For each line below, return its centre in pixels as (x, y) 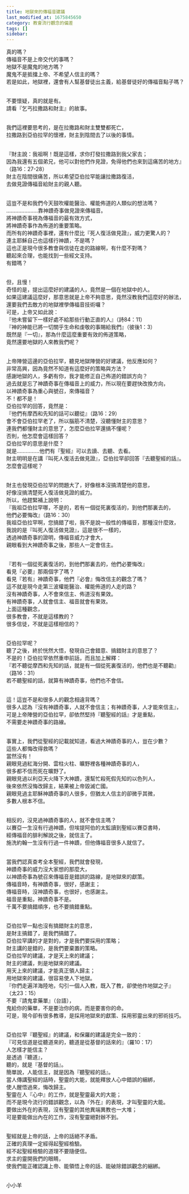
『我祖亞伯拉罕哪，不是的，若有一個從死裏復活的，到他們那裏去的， (90, 507)
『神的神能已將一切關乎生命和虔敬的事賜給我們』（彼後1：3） (81, 327)
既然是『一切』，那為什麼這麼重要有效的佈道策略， (68, 335)
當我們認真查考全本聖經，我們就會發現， (56, 862)
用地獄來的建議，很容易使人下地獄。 (51, 978)
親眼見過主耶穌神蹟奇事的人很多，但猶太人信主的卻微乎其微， (82, 794)
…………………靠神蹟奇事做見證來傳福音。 (56, 211)
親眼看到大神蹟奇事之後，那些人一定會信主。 (61, 545)
